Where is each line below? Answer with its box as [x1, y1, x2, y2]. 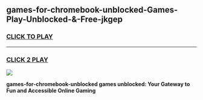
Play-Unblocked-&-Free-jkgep [6, 15, 123, 25]
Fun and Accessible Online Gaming [6, 87, 96, 94]
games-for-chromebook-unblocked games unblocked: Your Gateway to [6, 80, 190, 87]
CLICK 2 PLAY [6, 55, 48, 64]
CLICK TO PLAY [6, 33, 53, 41]
